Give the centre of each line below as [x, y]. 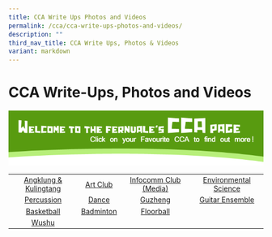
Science [227, 189]
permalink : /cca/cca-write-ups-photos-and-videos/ [96, 26]
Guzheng [156, 200]
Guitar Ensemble [227, 200]
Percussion [43, 200]
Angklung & [43, 180]
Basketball [43, 211]
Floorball [155, 211]
